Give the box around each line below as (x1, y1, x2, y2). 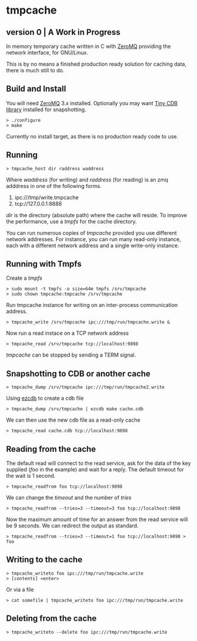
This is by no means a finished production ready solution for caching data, (6, 60, 187, 67)
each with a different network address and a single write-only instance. (6, 242, 180, 249)
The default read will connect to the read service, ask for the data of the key (6, 459, 191, 467)
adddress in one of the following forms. (6, 182, 102, 189)
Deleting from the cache (6, 613, 97, 624)
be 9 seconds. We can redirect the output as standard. (6, 522, 139, 529)
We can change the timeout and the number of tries (6, 494, 132, 501)
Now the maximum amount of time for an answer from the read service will (6, 516, 188, 523)
